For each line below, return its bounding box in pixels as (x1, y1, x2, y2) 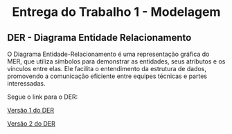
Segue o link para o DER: (7, 93, 78, 101)
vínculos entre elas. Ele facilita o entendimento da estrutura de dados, (7, 65, 206, 73)
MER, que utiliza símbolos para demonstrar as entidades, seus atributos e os (7, 57, 226, 66)
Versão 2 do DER (7, 119, 55, 128)
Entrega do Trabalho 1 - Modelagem (12, 4, 221, 20)
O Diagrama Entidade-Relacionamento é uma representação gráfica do (7, 50, 210, 58)
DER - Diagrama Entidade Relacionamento (7, 32, 192, 44)
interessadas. (7, 79, 46, 87)
